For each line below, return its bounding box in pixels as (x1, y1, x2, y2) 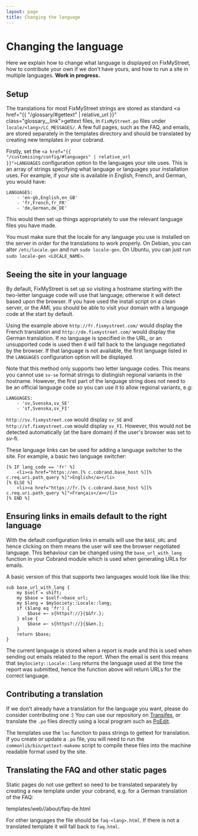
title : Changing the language (6, 14, 81, 20)
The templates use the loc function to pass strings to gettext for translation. (6, 729, 191, 736)
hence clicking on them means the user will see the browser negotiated (6, 543, 180, 550)
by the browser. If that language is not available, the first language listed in (6, 347, 187, 355)
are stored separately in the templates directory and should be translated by (6, 130, 191, 137)
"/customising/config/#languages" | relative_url (6, 154, 131, 160)
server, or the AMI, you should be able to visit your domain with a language (6, 304, 189, 311)
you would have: (6, 178, 46, 186)
